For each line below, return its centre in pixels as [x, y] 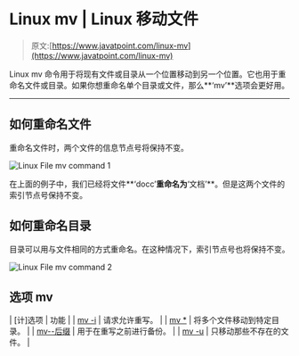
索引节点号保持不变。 [48, 195]
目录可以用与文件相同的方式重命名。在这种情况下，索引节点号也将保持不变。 [149, 249]
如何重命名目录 [50, 226]
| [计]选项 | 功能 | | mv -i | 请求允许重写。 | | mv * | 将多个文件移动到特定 [141, 320]
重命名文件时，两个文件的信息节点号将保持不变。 [99, 147]
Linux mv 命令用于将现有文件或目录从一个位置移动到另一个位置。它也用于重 [148, 74]
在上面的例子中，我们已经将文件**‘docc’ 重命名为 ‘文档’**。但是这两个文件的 [147, 184]
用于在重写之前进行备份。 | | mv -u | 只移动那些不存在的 [179, 331]
